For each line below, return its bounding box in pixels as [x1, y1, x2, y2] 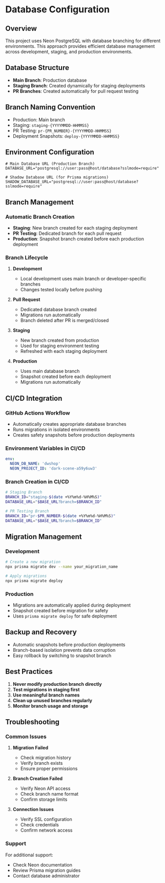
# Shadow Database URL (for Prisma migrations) [5, 175, 109, 180]
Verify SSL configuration [20, 816, 73, 822]
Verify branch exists [20, 760, 63, 766]
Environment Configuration [5, 148, 94, 157]
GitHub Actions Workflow [5, 409, 70, 417]
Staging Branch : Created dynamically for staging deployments [12, 82, 146, 88]
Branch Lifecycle [5, 254, 48, 261]
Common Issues [5, 733, 47, 740]
